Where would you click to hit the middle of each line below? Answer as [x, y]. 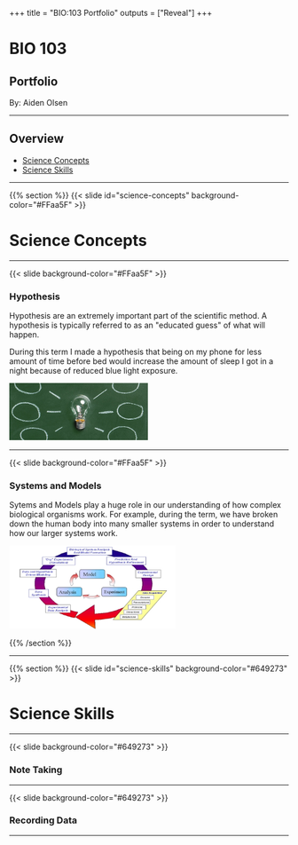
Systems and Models [55, 486]
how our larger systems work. [63, 533]
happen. [24, 335]
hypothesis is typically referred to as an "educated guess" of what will [137, 325]
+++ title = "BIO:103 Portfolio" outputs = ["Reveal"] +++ [111, 13]
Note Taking [36, 770]
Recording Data [43, 820]
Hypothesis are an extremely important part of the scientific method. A [138, 316]
